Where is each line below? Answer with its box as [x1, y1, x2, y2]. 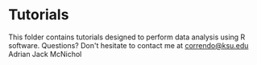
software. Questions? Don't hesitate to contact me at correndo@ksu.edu [8, 40, 249, 50]
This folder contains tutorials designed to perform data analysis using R [8, 32, 246, 42]
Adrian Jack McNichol [8, 49, 82, 59]
